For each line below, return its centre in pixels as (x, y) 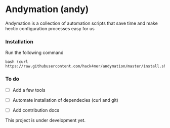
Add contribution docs (36, 110)
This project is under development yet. (46, 120)
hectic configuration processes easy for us (50, 28)
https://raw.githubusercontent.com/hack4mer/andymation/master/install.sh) (87, 67)
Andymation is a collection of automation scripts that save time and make (81, 23)
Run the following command (34, 53)
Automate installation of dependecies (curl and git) (66, 100)
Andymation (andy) (47, 9)
